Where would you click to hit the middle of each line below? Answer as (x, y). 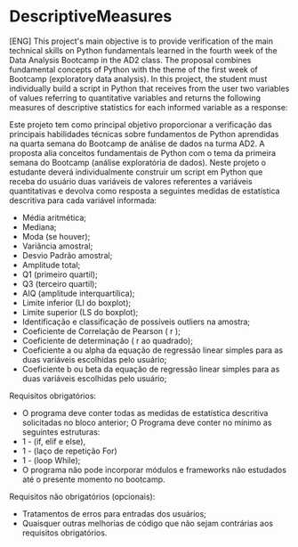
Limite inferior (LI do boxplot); (77, 302)
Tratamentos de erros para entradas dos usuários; (114, 513)
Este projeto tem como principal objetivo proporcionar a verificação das (141, 124)
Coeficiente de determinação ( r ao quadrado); (108, 340)
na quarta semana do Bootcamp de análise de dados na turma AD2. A (137, 143)
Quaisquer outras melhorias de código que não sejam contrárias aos (148, 523)
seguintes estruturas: (61, 432)
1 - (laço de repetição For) (69, 451)
